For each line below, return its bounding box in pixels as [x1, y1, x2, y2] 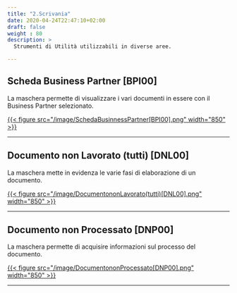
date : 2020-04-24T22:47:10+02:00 [7, 17, 106, 24]
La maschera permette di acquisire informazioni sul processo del [7, 242, 196, 251]
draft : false [7, 23, 46, 30]
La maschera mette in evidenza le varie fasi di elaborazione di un [7, 168, 196, 177]
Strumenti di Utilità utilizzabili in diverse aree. [13, 43, 172, 50]
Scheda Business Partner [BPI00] [7, 75, 157, 87]
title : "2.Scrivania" [7, 10, 71, 18]
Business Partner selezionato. [7, 101, 94, 110]
